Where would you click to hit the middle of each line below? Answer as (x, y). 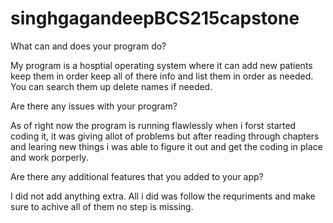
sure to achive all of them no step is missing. (102, 206)
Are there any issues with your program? (94, 106)
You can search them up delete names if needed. (111, 86)
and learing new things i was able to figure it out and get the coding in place (166, 146)
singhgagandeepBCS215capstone (155, 18)
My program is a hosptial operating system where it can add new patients (161, 65)
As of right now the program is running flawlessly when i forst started (153, 125)
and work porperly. (49, 157)
